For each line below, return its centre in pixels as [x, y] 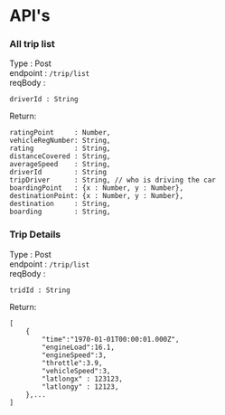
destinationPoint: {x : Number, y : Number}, [96, 196]
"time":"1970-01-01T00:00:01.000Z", [111, 339]
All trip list [33, 44]
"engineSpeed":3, [74, 355]
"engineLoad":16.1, [79, 347]
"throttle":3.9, [72, 363]
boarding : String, [60, 212]
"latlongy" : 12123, [80, 387]
